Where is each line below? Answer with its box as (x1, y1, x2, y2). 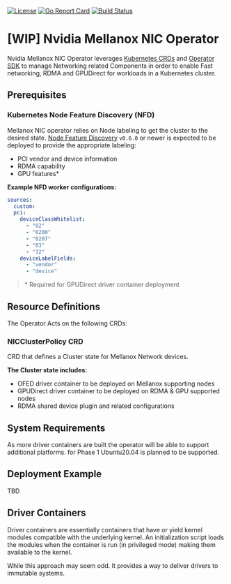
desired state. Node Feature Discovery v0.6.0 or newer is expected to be (7, 133, 217, 142)
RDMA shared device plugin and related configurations (17, 402, 175, 410)
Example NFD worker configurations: (7, 182, 117, 191)
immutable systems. (7, 569, 65, 577)
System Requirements (7, 422, 106, 434)
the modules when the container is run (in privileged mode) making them (7, 540, 216, 548)
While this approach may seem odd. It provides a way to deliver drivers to (7, 561, 218, 569)
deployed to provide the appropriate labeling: (7, 140, 137, 149)
